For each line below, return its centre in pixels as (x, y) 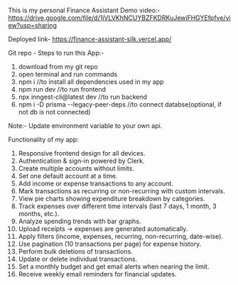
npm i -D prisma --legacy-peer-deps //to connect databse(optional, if (120, 104)
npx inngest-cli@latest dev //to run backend (83, 97)
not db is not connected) (54, 112)
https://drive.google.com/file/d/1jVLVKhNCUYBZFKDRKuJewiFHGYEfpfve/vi (119, 18)
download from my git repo (58, 66)
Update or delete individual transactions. (78, 259)
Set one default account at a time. (68, 176)
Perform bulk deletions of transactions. (76, 251)
